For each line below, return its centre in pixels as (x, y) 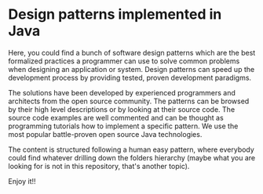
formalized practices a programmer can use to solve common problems (124, 61)
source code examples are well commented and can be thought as (116, 117)
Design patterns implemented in (115, 14)
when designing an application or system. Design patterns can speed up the (131, 69)
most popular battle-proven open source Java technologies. (105, 134)
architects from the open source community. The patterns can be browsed (129, 101)
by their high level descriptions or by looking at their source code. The (122, 109)
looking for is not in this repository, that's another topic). (99, 166)
